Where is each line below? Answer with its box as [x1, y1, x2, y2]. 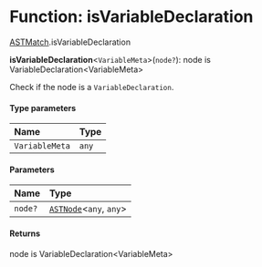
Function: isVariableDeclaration [9, 6, 254, 27]
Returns [9, 228, 41, 239]
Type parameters [9, 102, 77, 113]
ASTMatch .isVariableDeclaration [9, 36, 131, 47]
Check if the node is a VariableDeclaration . [9, 81, 174, 92]
